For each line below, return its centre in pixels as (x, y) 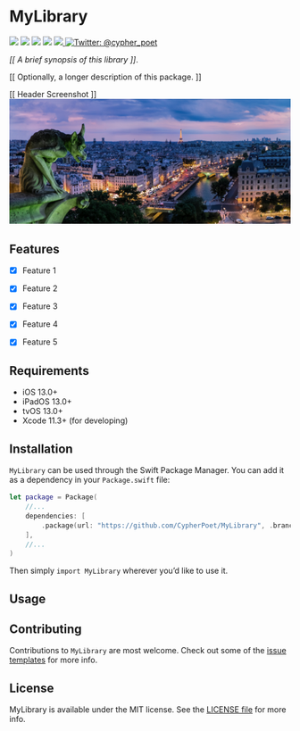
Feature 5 (40, 342)
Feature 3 (40, 306)
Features (34, 249)
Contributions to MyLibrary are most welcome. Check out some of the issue (148, 651)
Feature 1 (39, 270)
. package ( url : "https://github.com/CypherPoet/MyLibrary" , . (158, 525)
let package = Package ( (54, 497)
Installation (41, 449)
